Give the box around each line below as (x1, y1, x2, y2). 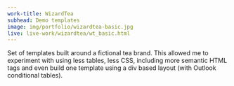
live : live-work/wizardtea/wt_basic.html (7, 29, 131, 37)
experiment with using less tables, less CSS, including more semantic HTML (7, 57, 228, 65)
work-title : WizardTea (7, 10, 74, 17)
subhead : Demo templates (7, 17, 80, 24)
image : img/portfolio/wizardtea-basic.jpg (7, 23, 134, 30)
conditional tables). (7, 71, 63, 80)
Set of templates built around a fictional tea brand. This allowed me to (7, 49, 209, 57)
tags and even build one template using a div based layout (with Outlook (7, 64, 216, 72)
